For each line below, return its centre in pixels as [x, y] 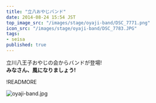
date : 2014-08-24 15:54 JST [41, 17]
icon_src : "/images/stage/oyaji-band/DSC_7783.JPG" [71, 28]
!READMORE [21, 82]
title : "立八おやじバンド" [36, 12]
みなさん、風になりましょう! [41, 70]
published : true [26, 45]
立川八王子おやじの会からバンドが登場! [54, 63]
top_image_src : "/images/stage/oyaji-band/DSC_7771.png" [78, 23]
